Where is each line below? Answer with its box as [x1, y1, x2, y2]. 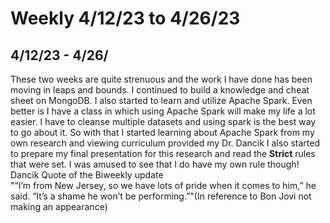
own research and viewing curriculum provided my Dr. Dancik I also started [10, 137, 321, 149]
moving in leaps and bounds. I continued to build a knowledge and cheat [10, 84, 310, 96]
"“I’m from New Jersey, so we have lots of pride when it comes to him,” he [10, 180, 317, 191]
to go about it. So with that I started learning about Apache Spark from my [10, 127, 315, 138]
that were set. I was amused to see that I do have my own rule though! [10, 158, 300, 170]
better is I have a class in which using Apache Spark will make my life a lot [10, 105, 316, 117]
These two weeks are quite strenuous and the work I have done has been [10, 73, 313, 85]
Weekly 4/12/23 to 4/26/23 [10, 7, 241, 30]
